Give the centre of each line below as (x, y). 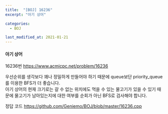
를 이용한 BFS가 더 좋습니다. (33, 83)
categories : (18, 24)
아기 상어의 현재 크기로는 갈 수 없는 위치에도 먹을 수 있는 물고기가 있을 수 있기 (81, 89)
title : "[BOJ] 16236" (29, 10)
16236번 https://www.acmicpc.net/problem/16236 (57, 66)
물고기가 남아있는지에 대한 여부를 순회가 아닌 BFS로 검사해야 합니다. (81, 95)
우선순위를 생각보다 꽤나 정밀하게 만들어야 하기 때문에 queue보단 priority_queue (84, 77)
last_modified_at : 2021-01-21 (37, 37)
